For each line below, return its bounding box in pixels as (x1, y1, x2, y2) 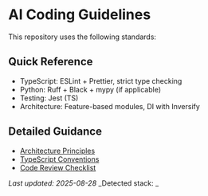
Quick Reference (8, 55, 93, 69)
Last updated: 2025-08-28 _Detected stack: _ (8, 178, 159, 188)
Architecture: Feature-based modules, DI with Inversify (19, 101, 201, 111)
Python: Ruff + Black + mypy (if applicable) (19, 84, 162, 94)
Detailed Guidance (8, 125, 102, 139)
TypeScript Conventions (19, 154, 100, 164)
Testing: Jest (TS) (19, 93, 79, 103)
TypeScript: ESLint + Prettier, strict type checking (19, 76, 182, 85)
